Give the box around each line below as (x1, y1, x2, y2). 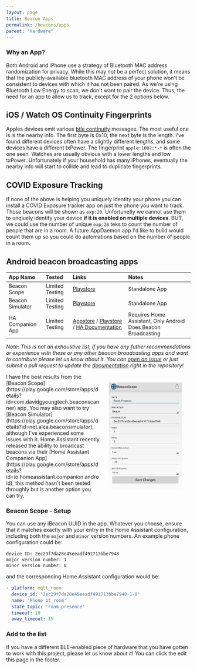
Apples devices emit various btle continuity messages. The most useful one (6, 125, 189, 132)
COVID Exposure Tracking (6, 180, 103, 190)
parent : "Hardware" (6, 28, 54, 34)
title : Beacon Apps (6, 15, 54, 22)
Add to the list (6, 630, 47, 638)
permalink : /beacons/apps (6, 22, 69, 28)
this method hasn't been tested (15, 480, 91, 487)
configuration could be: (6, 539, 63, 546)
